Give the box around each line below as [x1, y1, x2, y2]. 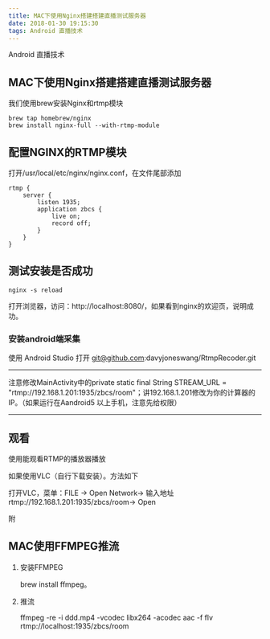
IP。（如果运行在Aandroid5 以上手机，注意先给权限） [8, 398, 182, 408]
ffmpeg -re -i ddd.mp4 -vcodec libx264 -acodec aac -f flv [19, 612, 214, 622]
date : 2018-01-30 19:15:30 [8, 19, 99, 27]
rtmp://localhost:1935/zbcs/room [19, 621, 129, 631]
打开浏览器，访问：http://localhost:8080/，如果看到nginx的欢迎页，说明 [8, 301, 247, 310]
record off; [51, 219, 92, 227]
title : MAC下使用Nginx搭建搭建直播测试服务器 [8, 11, 146, 20]
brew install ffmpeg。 [19, 580, 92, 589]
